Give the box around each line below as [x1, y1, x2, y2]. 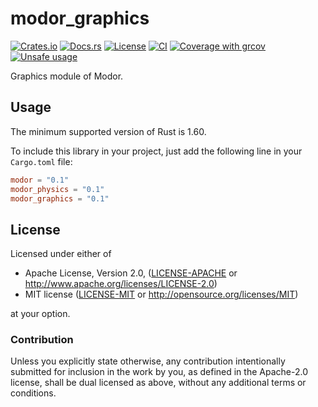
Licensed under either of [10, 248, 112, 260]
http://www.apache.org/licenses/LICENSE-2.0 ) [24, 278, 218, 290]
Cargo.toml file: [10, 155, 73, 167]
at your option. [10, 308, 71, 320]
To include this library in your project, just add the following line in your [10, 145, 303, 157]
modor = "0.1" [10, 175, 70, 185]
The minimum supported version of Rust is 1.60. [10, 125, 207, 137]
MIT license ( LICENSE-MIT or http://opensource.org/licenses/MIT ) [24, 288, 299, 301]
